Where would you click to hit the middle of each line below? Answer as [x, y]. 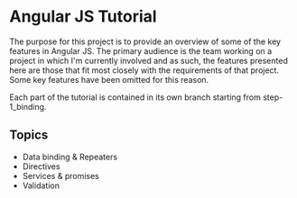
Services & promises [60, 175]
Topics [29, 135]
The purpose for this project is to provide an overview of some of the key [145, 41]
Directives [41, 166]
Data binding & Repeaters [70, 157]
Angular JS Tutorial [83, 17]
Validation [41, 185]
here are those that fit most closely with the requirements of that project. [144, 70]
